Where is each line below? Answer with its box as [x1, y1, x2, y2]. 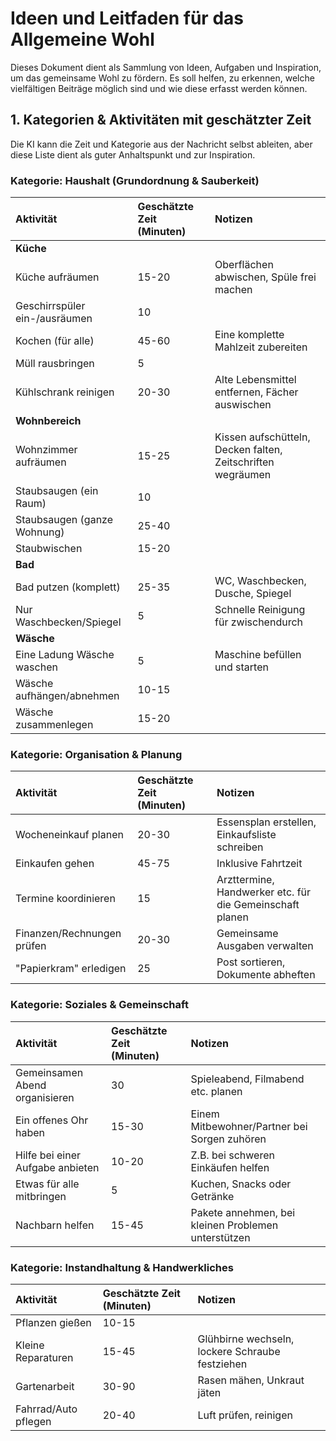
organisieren [15, 1090, 75, 1104]
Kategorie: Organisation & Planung [10, 747, 183, 761]
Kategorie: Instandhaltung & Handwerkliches [10, 1260, 234, 1274]
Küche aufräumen [15, 270, 100, 284]
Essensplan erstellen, [216, 815, 317, 829]
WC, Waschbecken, [214, 574, 307, 588]
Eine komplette [214, 328, 285, 342]
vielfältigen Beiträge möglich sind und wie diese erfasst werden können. [10, 82, 308, 94]
